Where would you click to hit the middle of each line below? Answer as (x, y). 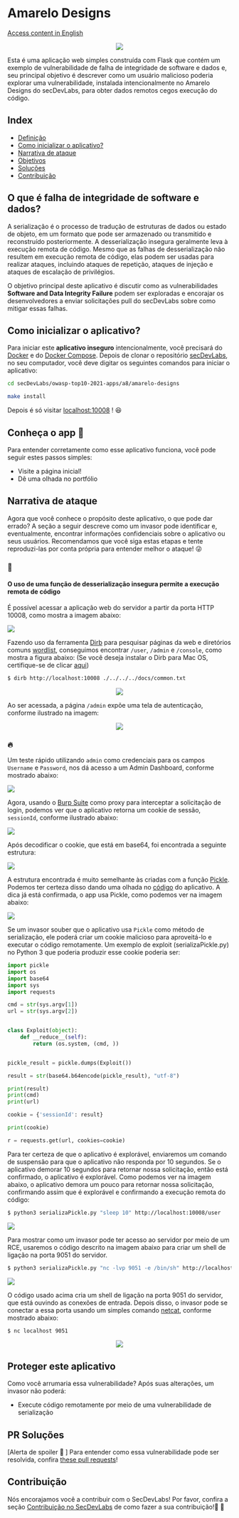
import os (22, 972)
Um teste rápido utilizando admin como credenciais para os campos (106, 760)
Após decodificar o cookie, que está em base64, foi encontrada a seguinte (117, 845)
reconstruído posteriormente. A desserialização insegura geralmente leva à (118, 241)
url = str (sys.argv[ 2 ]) (43, 1012)
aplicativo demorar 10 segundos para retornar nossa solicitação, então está (118, 1169)
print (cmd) (23, 1095)
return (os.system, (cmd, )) (76, 1044)
